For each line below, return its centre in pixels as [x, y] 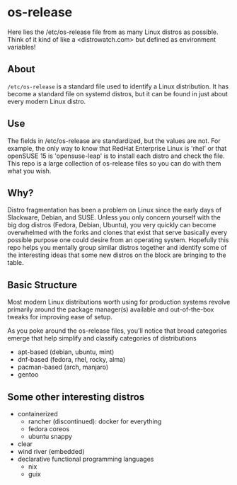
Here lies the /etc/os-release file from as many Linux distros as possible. [113, 32]
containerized [37, 414]
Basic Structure [42, 285]
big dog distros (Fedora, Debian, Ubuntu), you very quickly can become [112, 225]
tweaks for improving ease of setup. [60, 317]
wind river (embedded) [51, 451]
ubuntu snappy [50, 436]
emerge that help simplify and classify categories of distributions [102, 338]
